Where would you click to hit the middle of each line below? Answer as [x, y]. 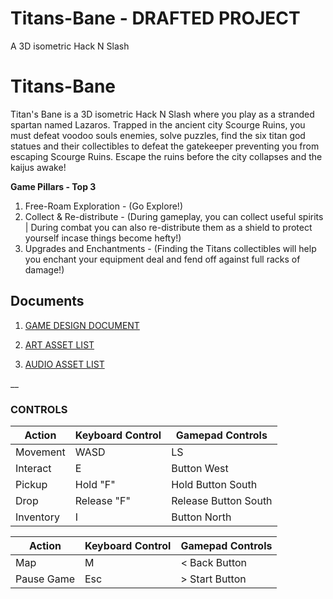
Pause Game [45, 579]
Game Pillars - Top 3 [53, 186]
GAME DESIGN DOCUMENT [82, 325]
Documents [47, 301]
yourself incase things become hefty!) [103, 238]
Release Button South [222, 500]
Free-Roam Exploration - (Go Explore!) [103, 206]
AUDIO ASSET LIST [64, 364]
